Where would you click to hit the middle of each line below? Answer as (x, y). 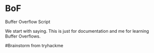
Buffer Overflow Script (28, 22)
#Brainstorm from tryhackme (34, 45)
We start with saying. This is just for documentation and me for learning (77, 31)
